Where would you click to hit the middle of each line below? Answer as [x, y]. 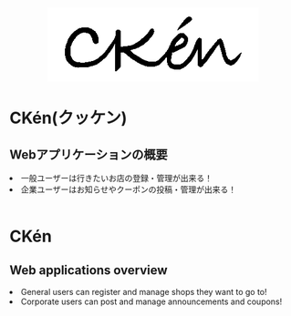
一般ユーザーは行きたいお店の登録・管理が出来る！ [117, 178]
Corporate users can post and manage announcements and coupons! [152, 301]
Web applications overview [88, 270]
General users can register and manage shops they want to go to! [144, 292]
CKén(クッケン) [68, 118]
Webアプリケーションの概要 [89, 154]
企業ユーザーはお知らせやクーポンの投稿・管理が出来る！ [129, 189]
